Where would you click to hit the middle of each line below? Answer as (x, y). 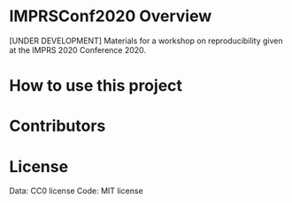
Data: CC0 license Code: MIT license (76, 191)
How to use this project (96, 86)
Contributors (58, 126)
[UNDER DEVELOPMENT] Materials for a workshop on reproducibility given (146, 41)
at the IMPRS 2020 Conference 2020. (78, 49)
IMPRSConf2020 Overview (111, 16)
